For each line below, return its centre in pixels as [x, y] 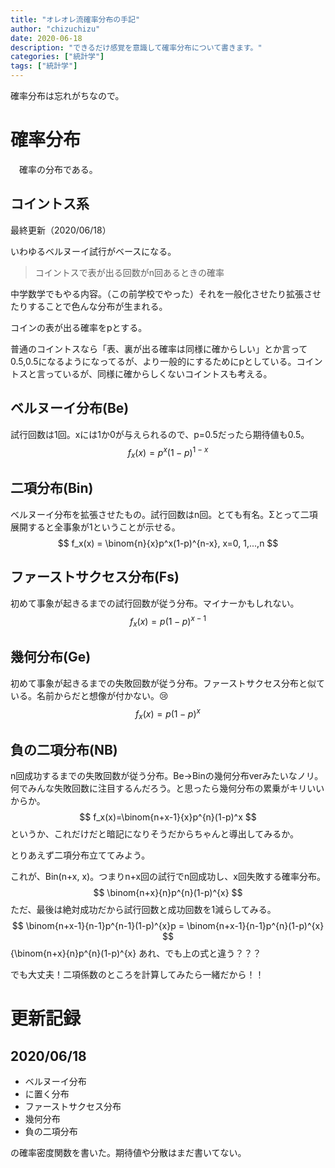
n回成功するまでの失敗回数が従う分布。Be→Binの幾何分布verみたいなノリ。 [167, 776]
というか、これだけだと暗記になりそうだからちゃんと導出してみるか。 [155, 834]
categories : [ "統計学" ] [57, 57]
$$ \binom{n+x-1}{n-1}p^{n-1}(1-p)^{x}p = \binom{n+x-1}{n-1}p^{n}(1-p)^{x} [168, 926]
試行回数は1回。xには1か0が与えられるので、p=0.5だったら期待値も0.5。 [160, 434]
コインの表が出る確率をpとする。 [79, 327]
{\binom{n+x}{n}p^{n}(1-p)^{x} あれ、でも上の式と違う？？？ [136, 953]
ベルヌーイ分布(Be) [70, 408]
